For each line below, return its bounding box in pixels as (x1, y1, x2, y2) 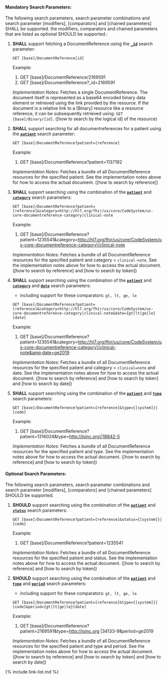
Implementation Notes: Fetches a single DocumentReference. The (12, 89, 148, 95)
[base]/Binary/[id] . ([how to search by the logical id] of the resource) (12, 116, 158, 122)
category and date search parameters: (12, 283, 91, 289)
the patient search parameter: (12, 131, 75, 137)
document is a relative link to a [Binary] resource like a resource (12, 105, 144, 111)
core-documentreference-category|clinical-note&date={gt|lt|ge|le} (12, 311, 156, 316)
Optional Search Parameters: (5, 471, 66, 477)
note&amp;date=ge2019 (19, 350, 70, 356)
